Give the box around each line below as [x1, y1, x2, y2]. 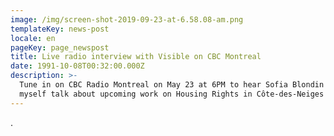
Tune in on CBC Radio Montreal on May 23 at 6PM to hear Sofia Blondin [19, 80, 325, 90]
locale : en [10, 33, 56, 43]
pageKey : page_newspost [10, 42, 110, 53]
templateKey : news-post [10, 24, 110, 34]
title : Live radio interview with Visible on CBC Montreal [10, 52, 262, 62]
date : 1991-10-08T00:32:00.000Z [10, 61, 145, 71]
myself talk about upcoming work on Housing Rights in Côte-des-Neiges [19, 89, 325, 99]
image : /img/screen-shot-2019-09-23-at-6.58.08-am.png [10, 14, 244, 25]
